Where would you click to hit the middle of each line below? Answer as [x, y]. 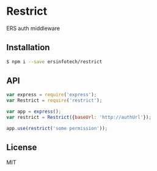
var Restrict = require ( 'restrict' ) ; [54, 101]
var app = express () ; [34, 112]
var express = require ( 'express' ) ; [52, 95]
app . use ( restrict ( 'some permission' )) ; [57, 128]
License [22, 147]
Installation [28, 47]
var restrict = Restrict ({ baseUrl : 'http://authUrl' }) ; [79, 118]
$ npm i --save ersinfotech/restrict [54, 62]
